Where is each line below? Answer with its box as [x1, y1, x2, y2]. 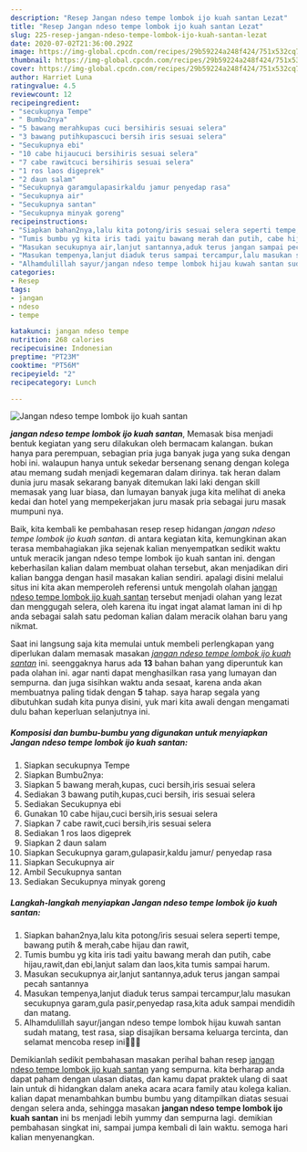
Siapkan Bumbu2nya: [23, 770, 104, 780]
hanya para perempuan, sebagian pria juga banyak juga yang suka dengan [10, 448, 291, 459]
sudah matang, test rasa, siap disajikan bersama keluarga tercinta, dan [23, 1027, 289, 1038]
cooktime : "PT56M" [10, 361, 80, 370]
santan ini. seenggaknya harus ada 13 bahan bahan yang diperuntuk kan [10, 658, 283, 669]
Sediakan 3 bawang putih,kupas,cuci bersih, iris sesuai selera [23, 789, 256, 800]
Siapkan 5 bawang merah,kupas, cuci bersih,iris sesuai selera [23, 780, 256, 791]
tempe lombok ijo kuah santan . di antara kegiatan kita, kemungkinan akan [10, 533, 287, 544]
